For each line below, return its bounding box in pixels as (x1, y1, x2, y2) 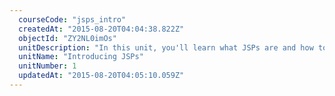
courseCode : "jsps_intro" (18, 14, 127, 25)
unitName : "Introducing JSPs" (18, 52, 144, 62)
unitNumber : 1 (18, 61, 77, 71)
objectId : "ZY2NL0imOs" (18, 33, 117, 43)
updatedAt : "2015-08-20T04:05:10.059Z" (18, 71, 185, 81)
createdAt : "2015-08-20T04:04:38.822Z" (18, 24, 185, 34)
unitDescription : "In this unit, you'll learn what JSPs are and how (18, 42, 314, 53)
